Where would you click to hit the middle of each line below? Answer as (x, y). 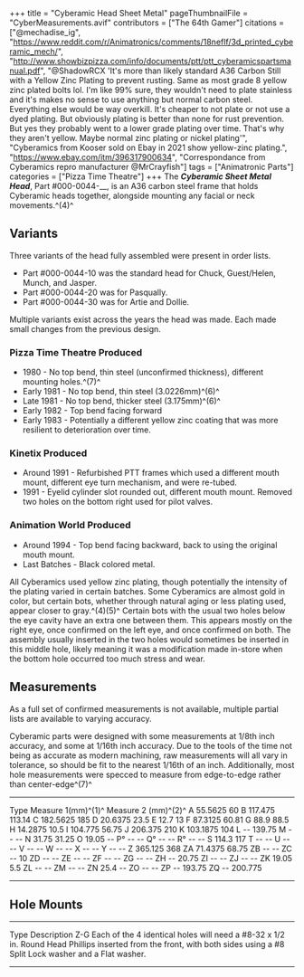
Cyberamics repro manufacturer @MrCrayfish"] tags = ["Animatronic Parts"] (152, 167)
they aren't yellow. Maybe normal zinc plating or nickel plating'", (128, 138)
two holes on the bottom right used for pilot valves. (118, 502)
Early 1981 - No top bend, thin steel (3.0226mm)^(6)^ (121, 392)
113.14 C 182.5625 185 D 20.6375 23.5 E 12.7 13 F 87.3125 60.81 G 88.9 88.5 (149, 820)
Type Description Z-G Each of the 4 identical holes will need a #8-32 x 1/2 (147, 934)
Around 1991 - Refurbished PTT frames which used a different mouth (151, 473)
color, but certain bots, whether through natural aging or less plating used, (148, 601)
